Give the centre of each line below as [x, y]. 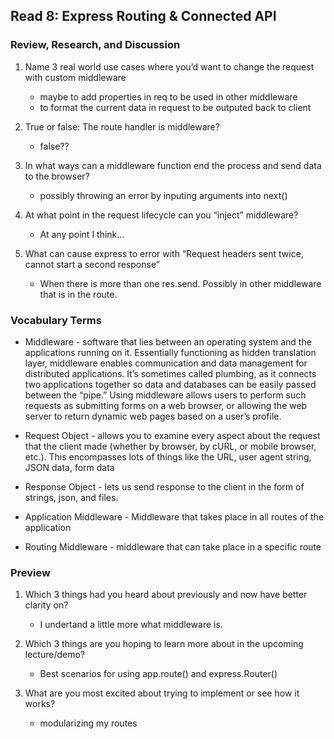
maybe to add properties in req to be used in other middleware [168, 96]
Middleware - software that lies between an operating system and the [168, 341]
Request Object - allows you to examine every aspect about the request [172, 435]
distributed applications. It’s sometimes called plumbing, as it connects [170, 373]
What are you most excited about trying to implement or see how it [162, 693]
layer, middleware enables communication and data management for [166, 363]
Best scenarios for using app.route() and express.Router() [158, 674]
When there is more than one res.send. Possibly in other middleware [180, 283]
